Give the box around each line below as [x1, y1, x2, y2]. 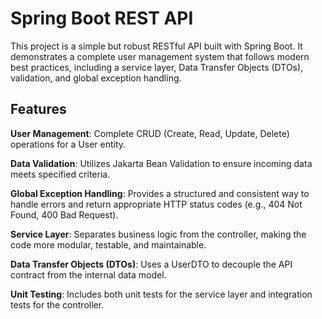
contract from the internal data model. [10, 268, 167, 281]
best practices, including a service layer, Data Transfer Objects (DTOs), [10, 61, 304, 73]
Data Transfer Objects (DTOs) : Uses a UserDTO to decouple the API [10, 258, 293, 270]
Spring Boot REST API [10, 7, 194, 30]
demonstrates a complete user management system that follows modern [10, 50, 310, 62]
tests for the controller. [10, 298, 105, 311]
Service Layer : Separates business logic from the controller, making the [10, 228, 307, 240]
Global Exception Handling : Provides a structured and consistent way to [10, 187, 310, 199]
